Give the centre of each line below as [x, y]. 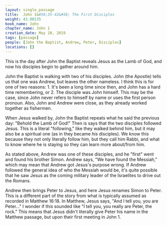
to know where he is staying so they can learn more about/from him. [75, 144]
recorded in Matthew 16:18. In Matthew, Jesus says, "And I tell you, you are [82, 201]
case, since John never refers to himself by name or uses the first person [81, 97]
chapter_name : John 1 [28, 28]
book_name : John [22, 24]
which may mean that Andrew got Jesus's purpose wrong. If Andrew [76, 164]
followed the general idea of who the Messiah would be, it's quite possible [82, 170]
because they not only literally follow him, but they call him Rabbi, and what [83, 139]
